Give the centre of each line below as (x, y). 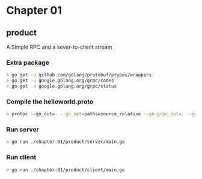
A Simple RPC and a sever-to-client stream (59, 47)
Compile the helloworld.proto (50, 102)
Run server (23, 130)
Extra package (28, 62)
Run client (21, 157)
